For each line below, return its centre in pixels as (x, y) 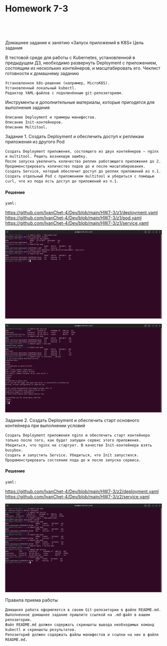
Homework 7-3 (37, 9)
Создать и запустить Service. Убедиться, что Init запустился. (72, 455)
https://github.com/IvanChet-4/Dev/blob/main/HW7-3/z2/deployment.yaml (82, 491)
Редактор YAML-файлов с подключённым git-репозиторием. (64, 93)
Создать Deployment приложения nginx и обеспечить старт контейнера (78, 435)
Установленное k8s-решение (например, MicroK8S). (58, 83)
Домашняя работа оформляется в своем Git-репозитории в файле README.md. (83, 610)
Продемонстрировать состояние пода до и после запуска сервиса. (73, 460)
